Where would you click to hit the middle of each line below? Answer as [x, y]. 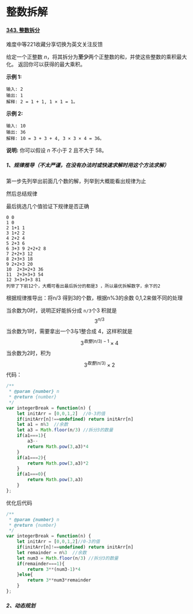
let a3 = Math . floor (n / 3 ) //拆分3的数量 [65, 430]
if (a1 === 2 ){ [31, 457]
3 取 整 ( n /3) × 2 [99, 364]
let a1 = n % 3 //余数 [43, 425]
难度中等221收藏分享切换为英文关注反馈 [54, 44]
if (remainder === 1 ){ [41, 564]
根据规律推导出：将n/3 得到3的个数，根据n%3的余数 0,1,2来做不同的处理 [94, 298]
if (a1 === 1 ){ [31, 436]
